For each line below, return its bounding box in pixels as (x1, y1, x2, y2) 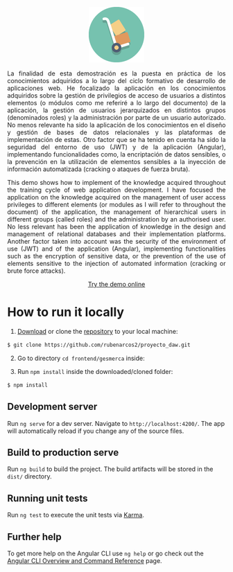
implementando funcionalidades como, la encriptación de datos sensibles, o (7, 150, 226, 159)
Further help (7, 530, 62, 543)
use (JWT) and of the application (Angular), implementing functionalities (7, 244, 226, 253)
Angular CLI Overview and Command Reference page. (7, 556, 162, 564)
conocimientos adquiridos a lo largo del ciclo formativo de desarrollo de (7, 77, 226, 84)
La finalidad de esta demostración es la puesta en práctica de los (7, 69, 226, 78)
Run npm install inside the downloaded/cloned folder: (17, 367, 173, 375)
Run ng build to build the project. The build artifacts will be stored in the (7, 465, 214, 474)
